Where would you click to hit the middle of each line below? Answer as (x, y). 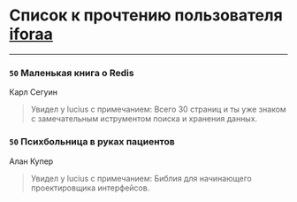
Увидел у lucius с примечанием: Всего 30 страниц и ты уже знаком (159, 109)
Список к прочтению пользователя (146, 16)
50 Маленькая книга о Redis (72, 73)
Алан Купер (31, 161)
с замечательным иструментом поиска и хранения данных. (144, 119)
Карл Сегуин (33, 92)
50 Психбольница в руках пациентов (92, 142)
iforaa (31, 34)
